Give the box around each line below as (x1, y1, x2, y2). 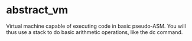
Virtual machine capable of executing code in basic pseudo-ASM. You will (6, 23, 186, 29)
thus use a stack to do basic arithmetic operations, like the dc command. (6, 28, 183, 35)
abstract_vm (6, 3, 69, 17)
